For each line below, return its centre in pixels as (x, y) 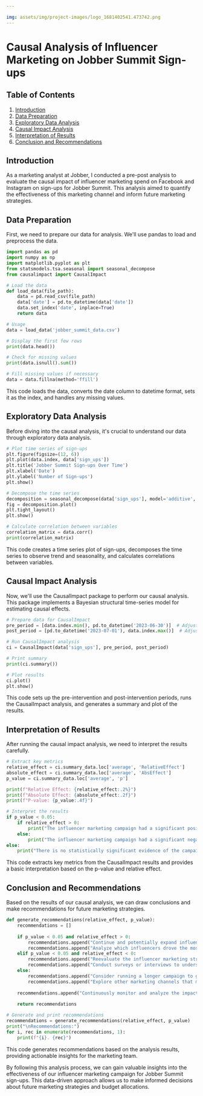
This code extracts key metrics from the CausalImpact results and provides (100, 863)
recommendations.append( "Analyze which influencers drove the (108, 948)
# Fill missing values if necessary (52, 374)
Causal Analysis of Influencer (82, 47)
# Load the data (27, 285)
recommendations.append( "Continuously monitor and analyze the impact (108, 993)
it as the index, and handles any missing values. (66, 397)
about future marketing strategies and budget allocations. (78, 1086)
